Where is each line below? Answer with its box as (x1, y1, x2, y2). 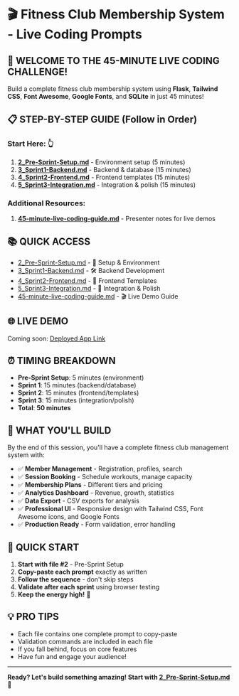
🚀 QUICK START (7, 541, 80, 553)
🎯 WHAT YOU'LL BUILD (7, 424, 112, 437)
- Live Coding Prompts (7, 26, 142, 43)
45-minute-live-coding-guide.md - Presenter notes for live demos (17, 214, 216, 223)
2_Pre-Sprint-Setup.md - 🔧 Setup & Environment (17, 258, 160, 267)
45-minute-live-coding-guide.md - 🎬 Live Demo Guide (17, 291, 179, 300)
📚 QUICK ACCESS (7, 236, 91, 248)
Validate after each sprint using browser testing (17, 583, 160, 591)
